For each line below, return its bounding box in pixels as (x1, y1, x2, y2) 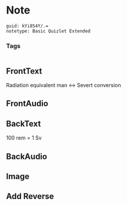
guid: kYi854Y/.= (6, 23, 49, 29)
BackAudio (6, 151, 48, 161)
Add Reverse (6, 191, 54, 201)
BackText (6, 118, 41, 128)
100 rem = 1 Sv (6, 134, 42, 141)
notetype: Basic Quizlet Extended (6, 28, 91, 34)
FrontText (6, 66, 42, 76)
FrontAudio (6, 98, 49, 109)
